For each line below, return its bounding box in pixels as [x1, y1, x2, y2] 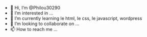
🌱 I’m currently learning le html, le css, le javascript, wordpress [10, 15, 142, 21]
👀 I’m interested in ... [10, 10, 54, 16]
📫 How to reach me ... [10, 26, 58, 32]
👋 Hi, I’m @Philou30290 [10, 5, 60, 10]
